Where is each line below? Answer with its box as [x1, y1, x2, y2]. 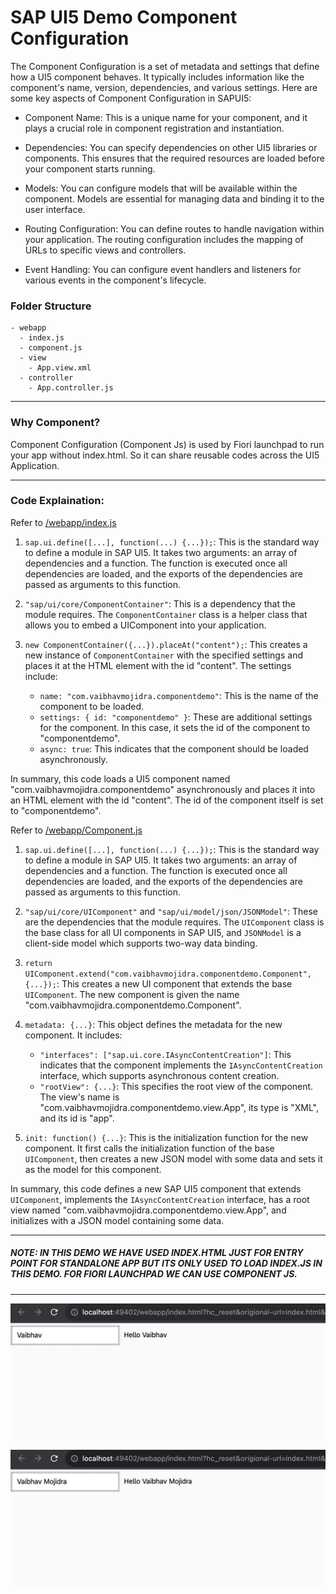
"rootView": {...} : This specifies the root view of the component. [39, 1080, 314, 1092]
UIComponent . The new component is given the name [24, 988, 240, 1000]
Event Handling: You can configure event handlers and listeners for [24, 263, 302, 275]
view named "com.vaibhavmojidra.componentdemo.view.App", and [10, 1204, 287, 1216]
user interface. [24, 203, 86, 215]
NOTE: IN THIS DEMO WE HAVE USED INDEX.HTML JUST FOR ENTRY [10, 1247, 304, 1259]
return [24, 958, 53, 968]
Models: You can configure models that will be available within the [24, 182, 298, 194]
